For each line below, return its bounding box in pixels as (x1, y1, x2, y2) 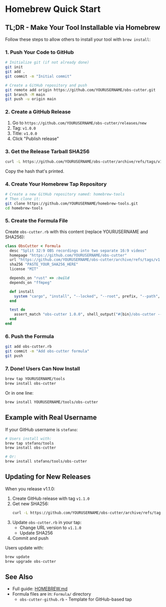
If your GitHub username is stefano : (5, 426, 78, 432)
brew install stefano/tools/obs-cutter (5, 459, 87, 464)
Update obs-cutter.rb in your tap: (12, 519, 82, 525)
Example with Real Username (5, 413, 97, 422)
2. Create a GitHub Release (5, 108, 71, 115)
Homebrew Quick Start (5, 3, 101, 15)
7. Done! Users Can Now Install (5, 365, 81, 372)
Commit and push (12, 535, 49, 541)
